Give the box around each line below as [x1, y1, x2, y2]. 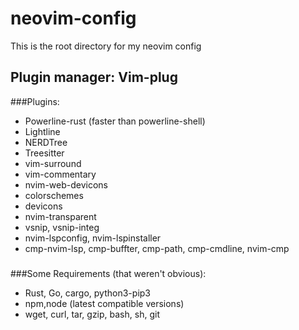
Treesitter [24, 147, 65, 159]
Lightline [24, 125, 61, 137]
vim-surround [24, 157, 82, 169]
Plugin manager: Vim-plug [10, 69, 178, 86]
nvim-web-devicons [24, 178, 108, 191]
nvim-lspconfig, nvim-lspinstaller [24, 232, 162, 244]
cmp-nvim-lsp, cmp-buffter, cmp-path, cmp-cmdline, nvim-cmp [24, 242, 290, 254]
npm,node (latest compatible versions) [24, 297, 185, 309]
